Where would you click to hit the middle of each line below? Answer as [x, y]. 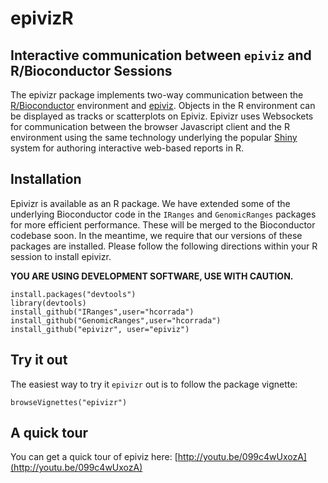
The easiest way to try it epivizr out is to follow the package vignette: [154, 384]
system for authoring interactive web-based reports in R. [127, 148]
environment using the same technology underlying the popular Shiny [154, 137]
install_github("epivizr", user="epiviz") [100, 329]
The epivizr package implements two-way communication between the [157, 95]
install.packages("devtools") [73, 294]
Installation [46, 179]
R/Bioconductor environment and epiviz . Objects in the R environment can [163, 105]
